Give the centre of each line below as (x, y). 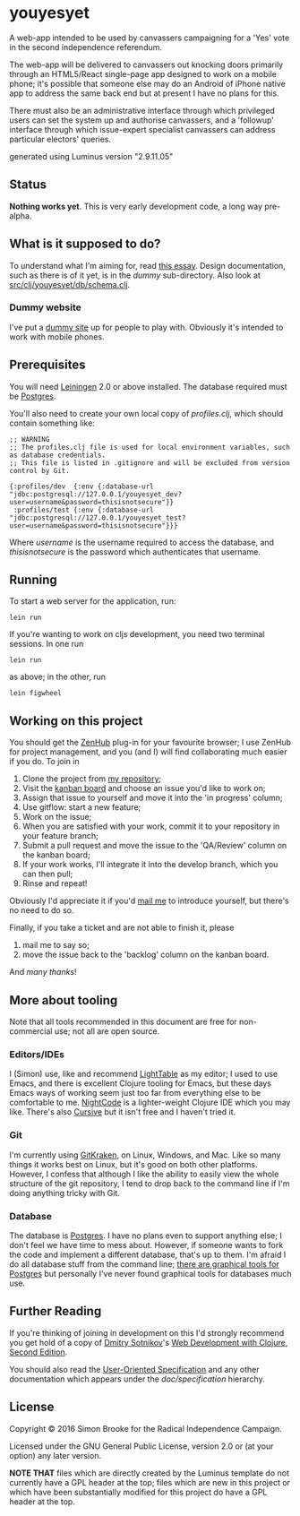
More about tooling (64, 1000)
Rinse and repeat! (55, 883)
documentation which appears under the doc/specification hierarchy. (137, 1379)
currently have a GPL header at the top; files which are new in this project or (150, 1482)
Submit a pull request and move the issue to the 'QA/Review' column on (154, 846)
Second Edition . (39, 1352)
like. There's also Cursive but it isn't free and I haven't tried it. (123, 1112)
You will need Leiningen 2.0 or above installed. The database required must (149, 386)
